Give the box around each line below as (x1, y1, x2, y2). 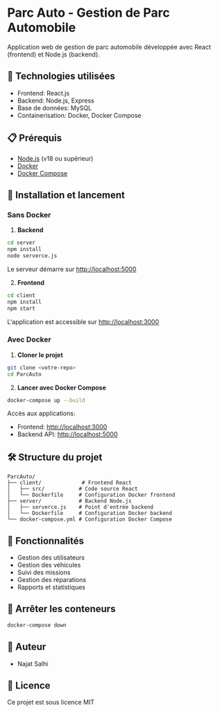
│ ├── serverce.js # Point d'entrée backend (7, 504, 154, 511)
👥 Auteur (7, 641, 47, 653)
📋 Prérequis (7, 132, 62, 144)
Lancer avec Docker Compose (17, 383, 106, 392)
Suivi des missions (17, 568, 71, 576)
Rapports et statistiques (17, 583, 85, 592)
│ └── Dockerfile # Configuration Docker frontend (7, 491, 176, 499)
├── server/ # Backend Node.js (7, 498, 132, 505)
